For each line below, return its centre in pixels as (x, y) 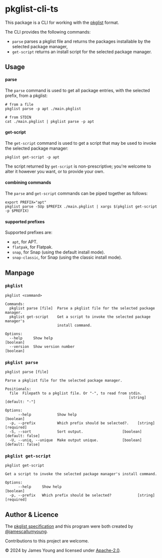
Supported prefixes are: (29, 232)
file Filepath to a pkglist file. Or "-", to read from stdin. (76, 393)
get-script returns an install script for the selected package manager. (82, 52)
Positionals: (18, 389)
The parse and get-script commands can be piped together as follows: (76, 193)
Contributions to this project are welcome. (47, 541)
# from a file (19, 104)
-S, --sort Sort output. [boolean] (76, 432)
